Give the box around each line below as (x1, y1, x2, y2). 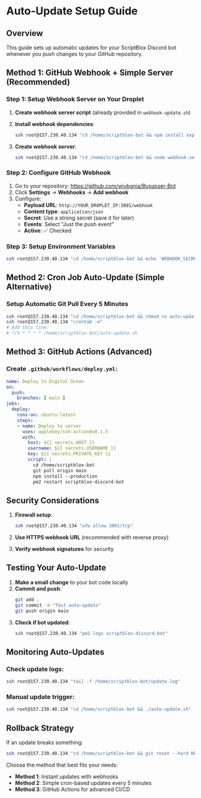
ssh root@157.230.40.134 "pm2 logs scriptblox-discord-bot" (14, 630, 168, 637)
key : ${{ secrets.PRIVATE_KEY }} (28, 451, 111, 457)
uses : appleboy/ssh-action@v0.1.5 (22, 428, 109, 434)
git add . (14, 596, 40, 602)
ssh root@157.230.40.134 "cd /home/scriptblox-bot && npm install (14, 132, 184, 138)
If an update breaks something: (6, 739, 83, 746)
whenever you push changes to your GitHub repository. (6, 50, 143, 58)
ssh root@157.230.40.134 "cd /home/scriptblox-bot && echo (6, 256, 157, 262)
